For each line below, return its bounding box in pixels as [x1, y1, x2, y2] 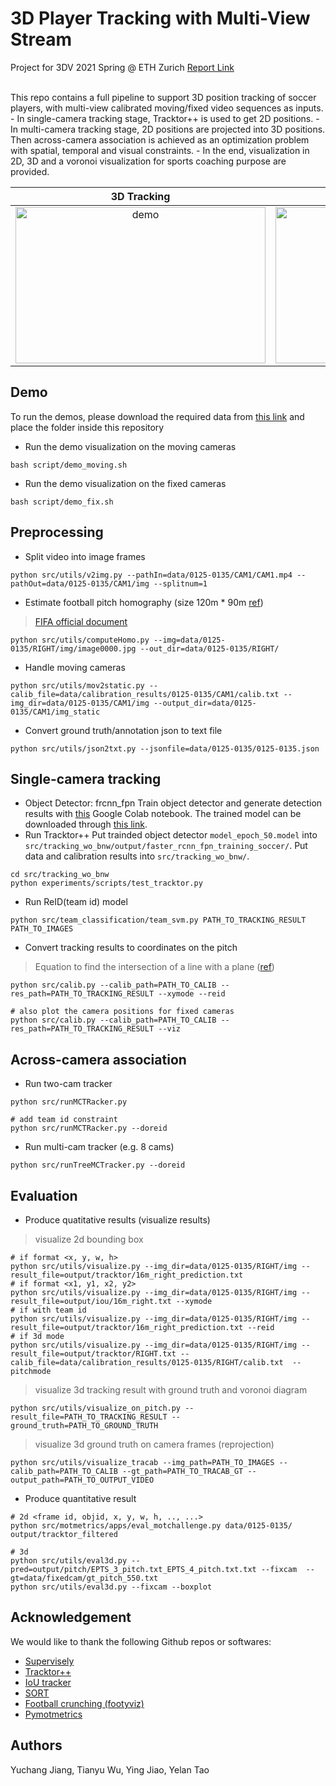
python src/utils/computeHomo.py [10, 635, 150, 645]
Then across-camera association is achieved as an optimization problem [10, 133, 310, 146]
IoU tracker [24, 1676, 72, 1688]
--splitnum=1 [153, 578, 208, 589]
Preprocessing [10, 524, 104, 541]
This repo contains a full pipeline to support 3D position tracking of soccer [10, 91, 317, 103]
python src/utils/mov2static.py [10, 680, 145, 691]
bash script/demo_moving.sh [10, 460, 128, 470]
